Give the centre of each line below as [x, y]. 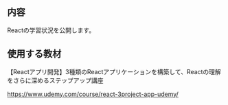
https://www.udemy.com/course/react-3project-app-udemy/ [93, 94]
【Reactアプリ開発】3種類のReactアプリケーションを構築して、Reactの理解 [114, 71]
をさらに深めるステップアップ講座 [55, 80]
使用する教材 [34, 54]
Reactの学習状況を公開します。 [51, 30]
